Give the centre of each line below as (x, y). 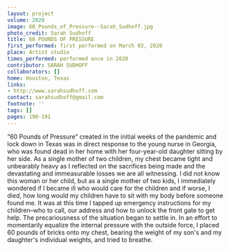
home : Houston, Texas (38, 78)
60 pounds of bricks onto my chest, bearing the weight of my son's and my (115, 232)
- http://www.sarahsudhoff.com (52, 91)
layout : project (30, 14)
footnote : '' (26, 104)
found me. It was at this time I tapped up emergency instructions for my (109, 202)
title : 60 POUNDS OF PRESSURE (51, 40)
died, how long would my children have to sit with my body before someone (115, 196)
